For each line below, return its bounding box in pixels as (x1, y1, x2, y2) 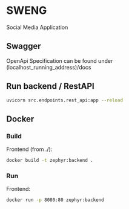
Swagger (6, 41, 41, 51)
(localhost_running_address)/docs (6, 63, 91, 71)
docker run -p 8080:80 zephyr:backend (6, 197, 104, 203)
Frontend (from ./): (6, 146, 53, 153)
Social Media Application (6, 24, 68, 31)
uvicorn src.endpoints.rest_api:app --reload (6, 97, 123, 103)
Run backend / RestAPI (6, 81, 95, 91)
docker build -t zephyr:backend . (6, 158, 94, 164)
